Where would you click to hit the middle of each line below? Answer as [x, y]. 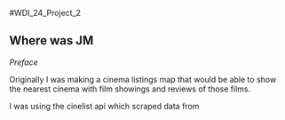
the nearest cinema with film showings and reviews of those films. [130, 89]
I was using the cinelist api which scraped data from [104, 106]
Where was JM [51, 40]
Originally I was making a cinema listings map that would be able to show [143, 79]
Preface [24, 62]
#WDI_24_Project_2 [45, 13]
